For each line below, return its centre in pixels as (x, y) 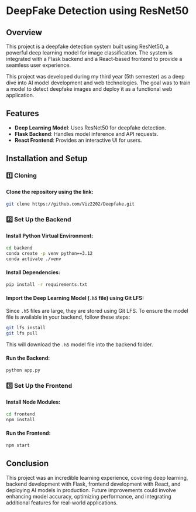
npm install (20, 420)
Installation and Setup (47, 158)
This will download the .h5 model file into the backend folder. (80, 344)
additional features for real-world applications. (62, 503)
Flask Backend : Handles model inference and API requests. (86, 134)
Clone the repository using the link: (50, 192)
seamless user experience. (39, 65)
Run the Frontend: (28, 433)
